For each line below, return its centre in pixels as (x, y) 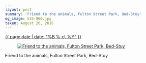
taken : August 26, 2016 (29, 23)
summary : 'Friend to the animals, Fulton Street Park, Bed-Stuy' (73, 14)
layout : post (18, 9)
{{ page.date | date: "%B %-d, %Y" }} (43, 37)
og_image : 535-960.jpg (28, 18)
